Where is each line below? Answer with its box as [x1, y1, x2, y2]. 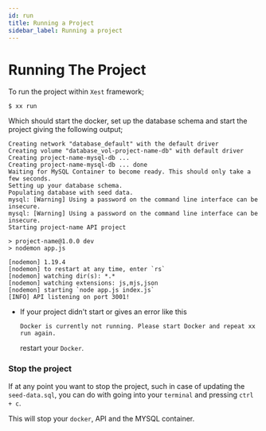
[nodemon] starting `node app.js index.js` [8, 286, 155, 294]
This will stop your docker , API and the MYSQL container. [8, 414, 195, 423]
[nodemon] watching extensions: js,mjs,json [8, 279, 158, 287]
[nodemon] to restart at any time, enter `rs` [8, 266, 166, 274]
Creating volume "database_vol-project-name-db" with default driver [8, 147, 244, 155]
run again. [19, 329, 57, 338]
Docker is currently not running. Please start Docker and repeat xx [19, 323, 256, 331]
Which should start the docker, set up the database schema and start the [8, 116, 248, 126]
